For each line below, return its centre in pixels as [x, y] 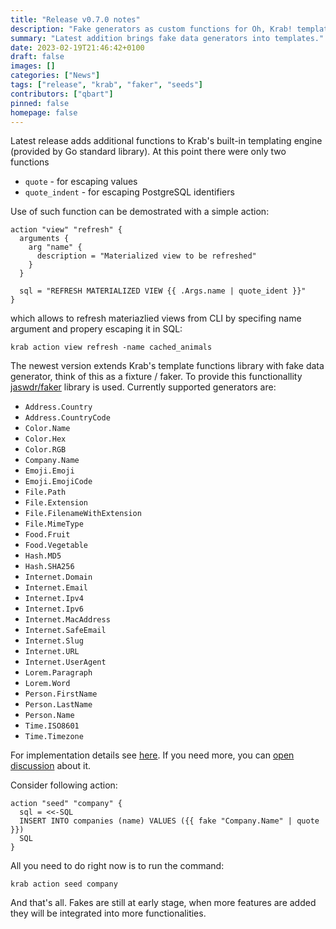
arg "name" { [55, 247]
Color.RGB [45, 450]
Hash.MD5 [43, 556]
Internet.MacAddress [67, 620]
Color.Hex [45, 439]
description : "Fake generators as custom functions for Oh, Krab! [151, 29]
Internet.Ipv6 [54, 609]
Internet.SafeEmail [65, 631]
